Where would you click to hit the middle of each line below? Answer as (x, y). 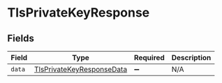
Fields (21, 38)
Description (191, 58)
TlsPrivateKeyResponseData (81, 69)
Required (149, 58)
